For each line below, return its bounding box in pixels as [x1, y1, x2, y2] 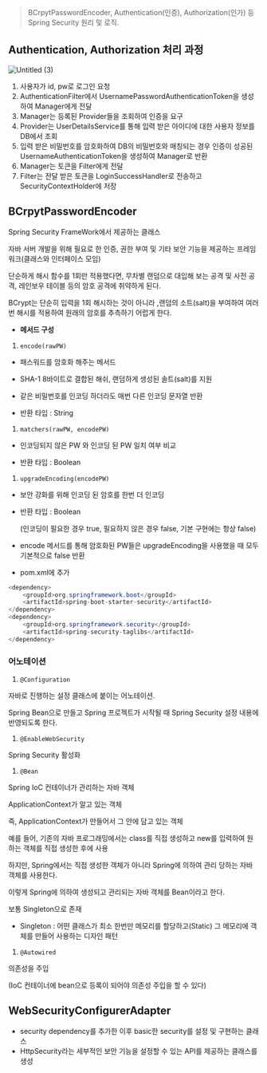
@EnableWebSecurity [19, 735, 85, 743]
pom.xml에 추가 [19, 567, 70, 577]
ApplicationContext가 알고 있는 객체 [8, 799, 122, 809]
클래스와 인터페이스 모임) [23, 254, 101, 263]
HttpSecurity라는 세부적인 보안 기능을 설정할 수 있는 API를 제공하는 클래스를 [19, 1046, 257, 1055]
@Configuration [19, 676, 71, 684]
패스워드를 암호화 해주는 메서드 [19, 357, 116, 366]
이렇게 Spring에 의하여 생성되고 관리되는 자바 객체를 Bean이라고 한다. [8, 887, 226, 897]
